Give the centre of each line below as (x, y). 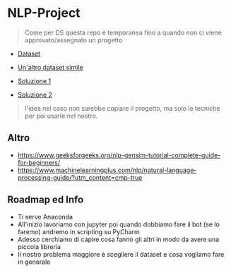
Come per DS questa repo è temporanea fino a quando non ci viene (123, 32)
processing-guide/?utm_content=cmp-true (80, 177)
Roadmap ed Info (46, 200)
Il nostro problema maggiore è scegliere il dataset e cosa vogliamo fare (121, 254)
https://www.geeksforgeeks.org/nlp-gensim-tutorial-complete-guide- (119, 155)
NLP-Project (44, 13)
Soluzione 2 (35, 95)
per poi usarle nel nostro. (61, 116)
